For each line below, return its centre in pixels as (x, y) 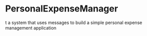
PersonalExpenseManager (62, 9)
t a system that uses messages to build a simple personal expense (74, 22)
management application (31, 27)
